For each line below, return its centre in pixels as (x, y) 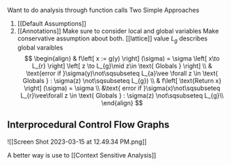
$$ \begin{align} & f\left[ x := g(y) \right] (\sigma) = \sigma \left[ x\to (122, 58)
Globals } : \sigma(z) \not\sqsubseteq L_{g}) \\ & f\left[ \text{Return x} (122, 80)
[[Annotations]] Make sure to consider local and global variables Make (118, 31)
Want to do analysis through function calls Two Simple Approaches (103, 10)
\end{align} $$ (122, 103)
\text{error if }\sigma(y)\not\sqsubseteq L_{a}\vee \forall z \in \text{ (122, 73)
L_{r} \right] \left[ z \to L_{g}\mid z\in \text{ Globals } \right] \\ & (122, 66)
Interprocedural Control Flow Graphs (88, 125)
